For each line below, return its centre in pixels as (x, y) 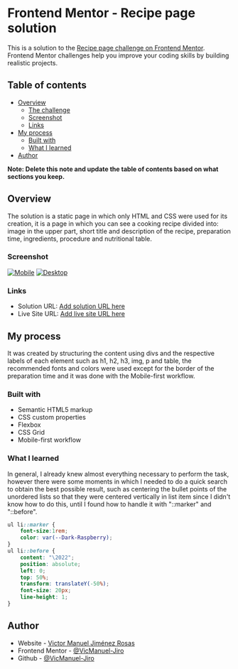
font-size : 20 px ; (46, 591)
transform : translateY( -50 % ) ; (65, 584)
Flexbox (29, 425)
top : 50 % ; (35, 577)
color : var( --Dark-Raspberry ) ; (66, 538)
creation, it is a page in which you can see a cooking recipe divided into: (113, 223)
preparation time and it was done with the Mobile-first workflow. (101, 376)
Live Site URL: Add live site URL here (71, 314)
